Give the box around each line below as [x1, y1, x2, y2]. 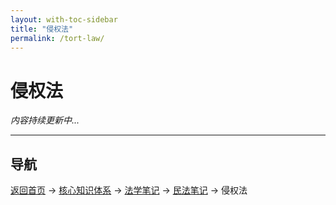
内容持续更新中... [10, 114, 80, 126]
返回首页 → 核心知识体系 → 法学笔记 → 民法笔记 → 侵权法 [10, 184, 248, 196]
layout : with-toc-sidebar [10, 14, 118, 25]
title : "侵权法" [10, 24, 74, 34]
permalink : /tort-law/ [10, 33, 105, 43]
